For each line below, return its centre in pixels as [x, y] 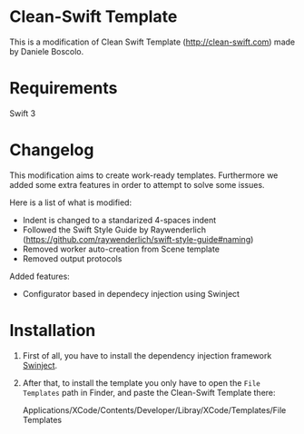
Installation [53, 330]
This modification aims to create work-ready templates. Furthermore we [144, 175]
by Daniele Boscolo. [47, 51]
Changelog [52, 150]
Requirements [64, 89]
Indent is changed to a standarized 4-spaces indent [119, 220]
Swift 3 [23, 113]
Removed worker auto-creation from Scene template [121, 249]
